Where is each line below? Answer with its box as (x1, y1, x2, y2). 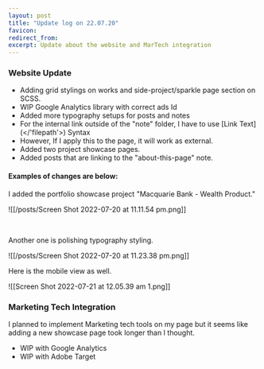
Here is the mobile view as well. (8, 266, 112, 275)
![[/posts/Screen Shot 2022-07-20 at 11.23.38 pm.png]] (8, 251, 189, 260)
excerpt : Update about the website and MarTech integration (8, 41, 212, 49)
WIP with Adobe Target (19, 352, 96, 361)
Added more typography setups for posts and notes (19, 111, 191, 120)
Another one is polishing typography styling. (8, 235, 153, 245)
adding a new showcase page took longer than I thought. (8, 328, 195, 337)
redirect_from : (8, 33, 59, 42)
